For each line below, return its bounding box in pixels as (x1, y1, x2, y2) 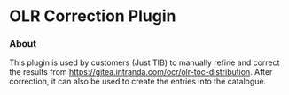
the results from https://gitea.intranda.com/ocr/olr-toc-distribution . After (9, 67, 273, 77)
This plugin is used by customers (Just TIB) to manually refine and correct (9, 57, 280, 68)
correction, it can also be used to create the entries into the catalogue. (9, 77, 267, 87)
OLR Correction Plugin (9, 6, 176, 26)
